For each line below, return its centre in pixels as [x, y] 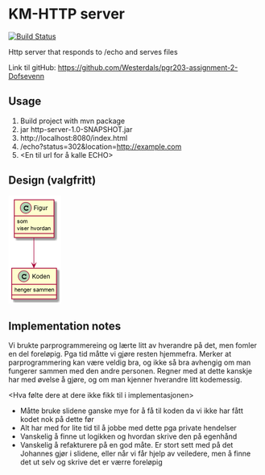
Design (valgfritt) [52, 181]
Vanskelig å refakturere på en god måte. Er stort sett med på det [126, 445]
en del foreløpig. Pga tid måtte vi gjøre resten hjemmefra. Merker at [120, 354]
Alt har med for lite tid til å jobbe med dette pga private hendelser [128, 428]
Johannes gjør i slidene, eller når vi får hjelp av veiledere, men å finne [135, 454]
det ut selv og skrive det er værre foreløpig [91, 462]
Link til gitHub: [32, 67]
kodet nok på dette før [57, 419]
